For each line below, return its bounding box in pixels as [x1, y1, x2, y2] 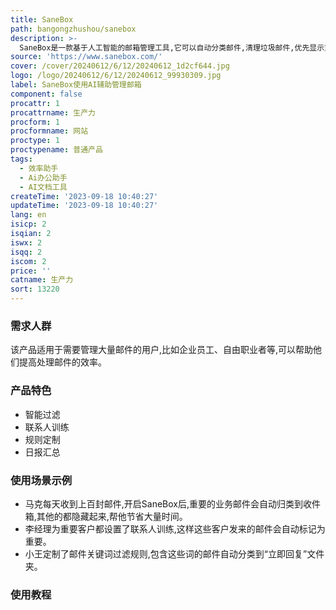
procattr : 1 [10, 98, 60, 108]
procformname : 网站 [10, 126, 89, 136]
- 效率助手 [19, 163, 59, 173]
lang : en [10, 210, 47, 220]
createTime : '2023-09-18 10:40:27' [10, 191, 159, 201]
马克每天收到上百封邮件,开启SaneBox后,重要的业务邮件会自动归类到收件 [24, 497, 322, 510]
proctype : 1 [10, 136, 60, 146]
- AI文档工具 [19, 182, 68, 192]
